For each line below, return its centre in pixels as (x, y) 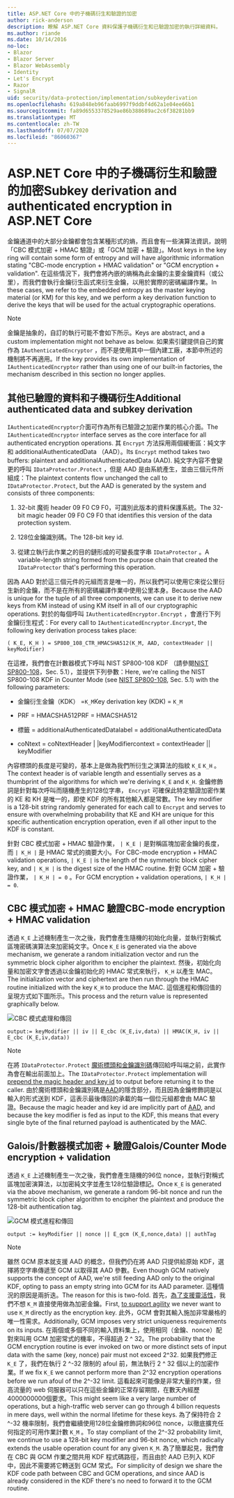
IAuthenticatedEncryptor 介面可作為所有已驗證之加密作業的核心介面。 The (113, 427)
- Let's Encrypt (31, 78)
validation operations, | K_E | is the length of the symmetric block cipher (112, 860)
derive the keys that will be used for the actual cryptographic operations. (111, 305)
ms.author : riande (34, 33)
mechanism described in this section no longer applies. (86, 374)
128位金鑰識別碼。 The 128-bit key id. (70, 537)
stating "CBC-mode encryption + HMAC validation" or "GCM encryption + (113, 265)
